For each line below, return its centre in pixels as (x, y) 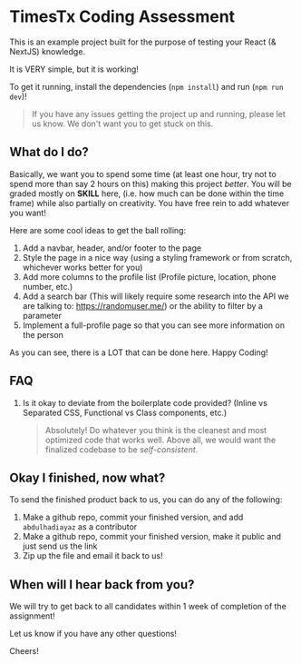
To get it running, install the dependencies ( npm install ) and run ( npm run (146, 86)
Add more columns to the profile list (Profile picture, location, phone (149, 277)
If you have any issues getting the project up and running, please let (158, 114)
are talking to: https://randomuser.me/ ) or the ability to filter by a (142, 305)
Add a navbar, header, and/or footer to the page (112, 248)
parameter (42, 315)
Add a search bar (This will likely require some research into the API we (155, 296)
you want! (28, 213)
